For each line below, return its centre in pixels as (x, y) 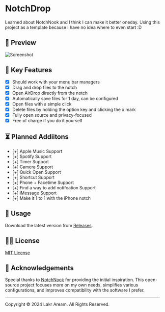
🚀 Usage (18, 214)
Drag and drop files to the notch (44, 87)
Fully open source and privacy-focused (52, 115)
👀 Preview (21, 43)
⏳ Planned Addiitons (37, 137)
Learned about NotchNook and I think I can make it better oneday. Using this (82, 22)
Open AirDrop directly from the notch (50, 93)
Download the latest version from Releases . (49, 225)
